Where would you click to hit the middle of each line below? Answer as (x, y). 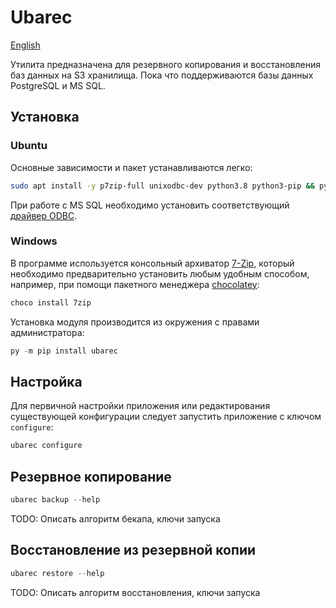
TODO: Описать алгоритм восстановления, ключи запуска (135, 592)
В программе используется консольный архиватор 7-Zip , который (152, 263)
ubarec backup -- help (55, 500)
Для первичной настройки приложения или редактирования (140, 406)
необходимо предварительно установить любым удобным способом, (160, 273)
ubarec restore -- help (57, 573)
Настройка (46, 381)
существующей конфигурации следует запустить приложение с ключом (166, 417)
